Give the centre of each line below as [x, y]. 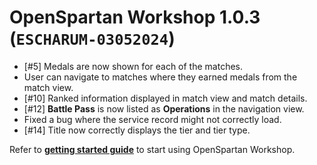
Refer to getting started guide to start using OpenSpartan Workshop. [152, 149]
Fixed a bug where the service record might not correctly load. [152, 119]
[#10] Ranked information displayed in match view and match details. [165, 98]
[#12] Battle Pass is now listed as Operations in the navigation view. [164, 108]
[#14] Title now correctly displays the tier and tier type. [137, 130]
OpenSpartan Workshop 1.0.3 [135, 17]
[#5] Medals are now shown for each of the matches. [133, 66]
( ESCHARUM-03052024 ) [92, 38]
